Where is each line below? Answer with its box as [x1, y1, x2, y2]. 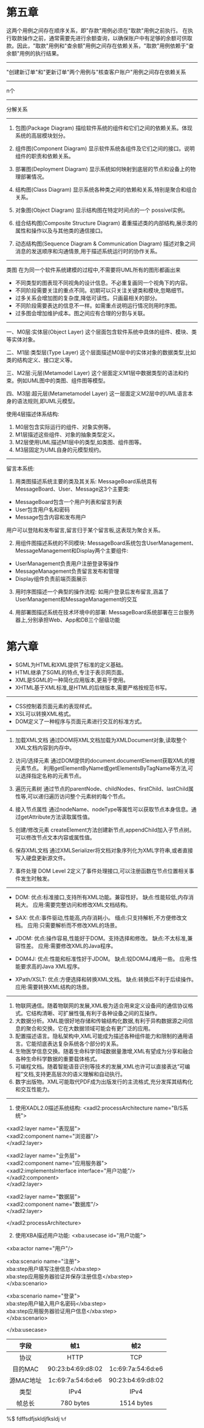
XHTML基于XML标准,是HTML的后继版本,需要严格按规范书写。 [15, 684, 171, 691]
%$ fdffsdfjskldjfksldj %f [6, 1415, 67, 1422]
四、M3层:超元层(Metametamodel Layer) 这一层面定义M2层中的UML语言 [6, 390, 188, 397]
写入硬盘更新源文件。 [15, 854, 69, 861]
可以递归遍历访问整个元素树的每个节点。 [27, 793, 129, 800]
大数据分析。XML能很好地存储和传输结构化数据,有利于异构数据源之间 [15, 1017, 188, 1024]
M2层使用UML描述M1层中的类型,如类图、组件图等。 [15, 438, 145, 446]
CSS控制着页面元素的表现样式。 [15, 702, 95, 710]
